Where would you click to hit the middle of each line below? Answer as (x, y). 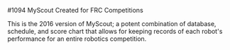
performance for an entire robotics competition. (77, 39)
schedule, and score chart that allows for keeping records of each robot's (115, 31)
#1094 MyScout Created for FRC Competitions (75, 10)
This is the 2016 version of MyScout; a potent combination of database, (112, 24)
